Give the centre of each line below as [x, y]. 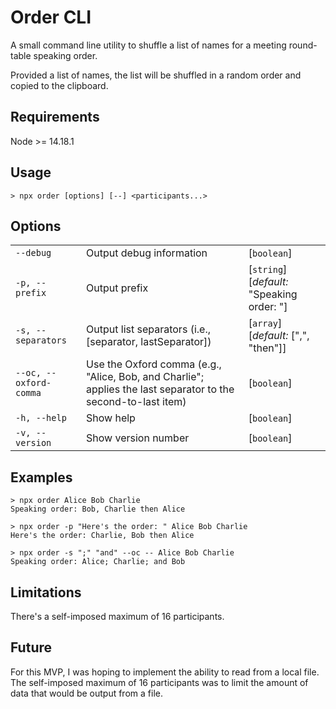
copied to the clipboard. [59, 85]
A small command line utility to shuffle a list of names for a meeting [148, 45]
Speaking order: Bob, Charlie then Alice [98, 509]
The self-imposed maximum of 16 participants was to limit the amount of [159, 682]
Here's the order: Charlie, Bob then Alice [102, 536]
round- [303, 45]
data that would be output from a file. [86, 693]
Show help [111, 418]
